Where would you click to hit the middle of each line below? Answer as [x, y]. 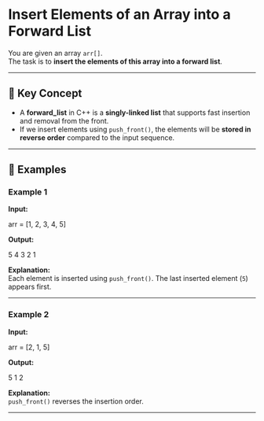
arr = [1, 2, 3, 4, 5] [37, 224]
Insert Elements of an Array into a [119, 15]
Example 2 [29, 315]
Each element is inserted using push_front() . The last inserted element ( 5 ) [128, 279]
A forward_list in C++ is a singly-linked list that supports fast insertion [135, 113]
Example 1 [28, 192]
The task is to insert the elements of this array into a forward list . [115, 61]
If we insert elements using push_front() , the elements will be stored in [135, 129]
